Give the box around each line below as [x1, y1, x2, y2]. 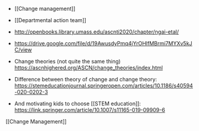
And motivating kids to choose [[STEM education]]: [14, 100, 141, 107]
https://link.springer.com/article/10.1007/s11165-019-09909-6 [14, 106, 165, 113]
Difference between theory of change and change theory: [14, 76, 157, 83]
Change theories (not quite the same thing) [14, 58, 121, 65]
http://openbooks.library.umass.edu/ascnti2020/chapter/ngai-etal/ [14, 28, 179, 35]
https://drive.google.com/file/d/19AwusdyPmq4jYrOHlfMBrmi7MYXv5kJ [14, 40, 192, 47]
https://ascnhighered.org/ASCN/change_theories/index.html [14, 64, 163, 71]
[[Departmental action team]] [14, 17, 86, 23]
